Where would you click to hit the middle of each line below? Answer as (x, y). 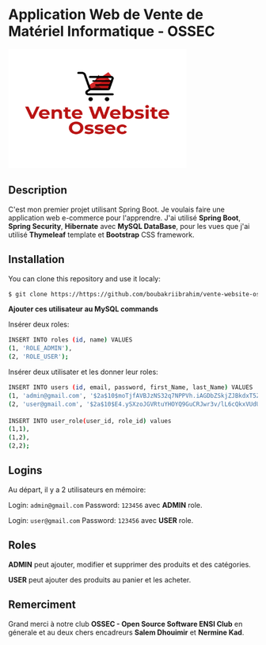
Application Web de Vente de (106, 15)
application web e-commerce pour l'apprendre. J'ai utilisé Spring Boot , (125, 218)
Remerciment (42, 605)
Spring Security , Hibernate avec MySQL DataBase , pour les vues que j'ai (129, 226)
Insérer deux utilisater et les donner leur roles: (83, 372)
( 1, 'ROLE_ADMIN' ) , (40, 349)
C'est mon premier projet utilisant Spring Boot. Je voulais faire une (117, 209)
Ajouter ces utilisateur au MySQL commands (83, 309)
